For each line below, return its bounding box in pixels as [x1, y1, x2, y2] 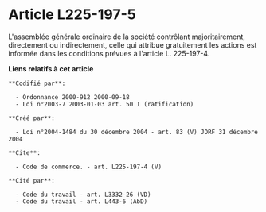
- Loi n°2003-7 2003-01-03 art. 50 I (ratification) [15, 100, 194, 108]
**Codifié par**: [8, 79, 66, 87]
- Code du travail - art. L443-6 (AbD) [15, 197, 148, 206]
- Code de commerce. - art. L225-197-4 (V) [15, 163, 162, 171]
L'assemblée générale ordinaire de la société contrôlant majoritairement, [8, 32, 245, 41]
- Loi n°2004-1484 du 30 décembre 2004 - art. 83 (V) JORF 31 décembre [15, 128, 259, 136]
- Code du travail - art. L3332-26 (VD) [15, 191, 151, 199]
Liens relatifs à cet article [8, 64, 94, 73]
